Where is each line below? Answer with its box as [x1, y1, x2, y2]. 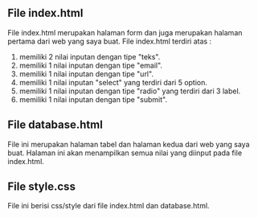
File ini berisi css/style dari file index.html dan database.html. [7, 201, 210, 211]
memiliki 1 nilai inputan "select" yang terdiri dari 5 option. [18, 77, 208, 87]
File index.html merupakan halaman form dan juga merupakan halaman [7, 27, 243, 37]
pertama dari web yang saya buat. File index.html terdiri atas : [7, 36, 212, 46]
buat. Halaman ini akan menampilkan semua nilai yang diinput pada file [7, 148, 243, 158]
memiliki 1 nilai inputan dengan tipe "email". [18, 60, 162, 70]
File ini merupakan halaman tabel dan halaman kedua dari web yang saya [7, 139, 250, 149]
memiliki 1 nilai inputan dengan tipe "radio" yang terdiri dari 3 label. [18, 86, 241, 96]
